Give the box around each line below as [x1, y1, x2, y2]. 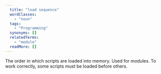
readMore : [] [9, 44, 37, 49]
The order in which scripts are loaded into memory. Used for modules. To [5, 58, 156, 64]
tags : [9, 21, 21, 26]
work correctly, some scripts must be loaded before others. [5, 63, 128, 69]
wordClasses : [9, 12, 37, 17]
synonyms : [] [9, 30, 37, 35]
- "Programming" [14, 26, 48, 31]
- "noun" [14, 16, 32, 21]
